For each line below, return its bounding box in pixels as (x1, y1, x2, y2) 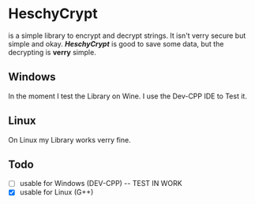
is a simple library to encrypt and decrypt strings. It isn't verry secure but (8, 31, 246, 40)
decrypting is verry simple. (8, 47, 96, 57)
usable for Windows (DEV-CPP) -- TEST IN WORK (19, 179, 183, 188)
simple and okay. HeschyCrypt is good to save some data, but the (8, 39, 224, 48)
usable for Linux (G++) (19, 187, 94, 197)
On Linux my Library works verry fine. (8, 135, 132, 144)
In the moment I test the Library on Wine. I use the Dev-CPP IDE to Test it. (8, 91, 247, 101)
